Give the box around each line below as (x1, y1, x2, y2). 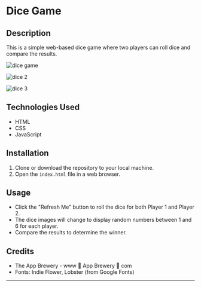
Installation (6, 148, 49, 158)
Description (6, 28, 51, 38)
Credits (6, 246, 35, 257)
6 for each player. (14, 222, 59, 230)
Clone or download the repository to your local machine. (14, 164, 154, 171)
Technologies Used (6, 102, 80, 112)
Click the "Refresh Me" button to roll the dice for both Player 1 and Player (14, 203, 194, 210)
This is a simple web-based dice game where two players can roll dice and (6, 44, 190, 51)
